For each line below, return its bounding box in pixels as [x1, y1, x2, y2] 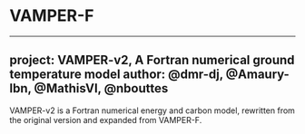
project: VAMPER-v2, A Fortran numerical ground [9, 53, 295, 68]
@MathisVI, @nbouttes [34, 81, 169, 96]
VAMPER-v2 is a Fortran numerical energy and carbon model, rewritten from [9, 105, 295, 116]
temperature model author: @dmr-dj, [9, 67, 224, 82]
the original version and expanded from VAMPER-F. [9, 114, 202, 125]
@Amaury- [225, 67, 290, 82]
